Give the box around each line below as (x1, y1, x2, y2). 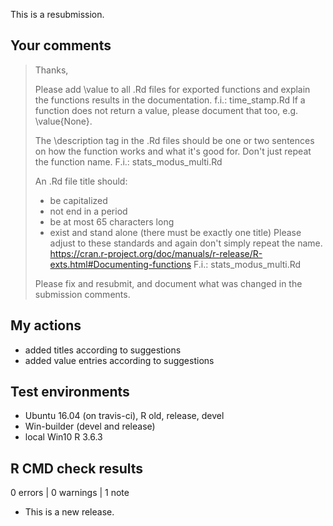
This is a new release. (24, 506, 115, 518)
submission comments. (34, 288, 131, 300)
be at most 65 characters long (49, 215, 175, 228)
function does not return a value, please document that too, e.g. (34, 104, 299, 116)
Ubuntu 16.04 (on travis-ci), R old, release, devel (24, 410, 225, 422)
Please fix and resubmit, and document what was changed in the (34, 277, 303, 289)
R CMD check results (10, 460, 144, 477)
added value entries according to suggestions (24, 354, 215, 366)
